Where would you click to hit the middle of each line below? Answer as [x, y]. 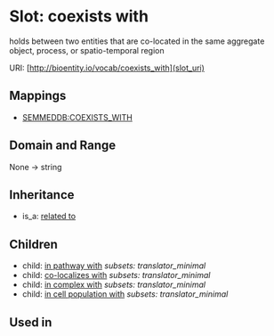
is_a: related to [49, 217]
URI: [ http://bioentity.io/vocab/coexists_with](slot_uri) [107, 68]
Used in [31, 322]
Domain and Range [63, 146]
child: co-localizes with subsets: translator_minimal [116, 275]
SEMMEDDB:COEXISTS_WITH [77, 117]
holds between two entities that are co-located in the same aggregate [137, 41]
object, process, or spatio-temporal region [87, 50]
